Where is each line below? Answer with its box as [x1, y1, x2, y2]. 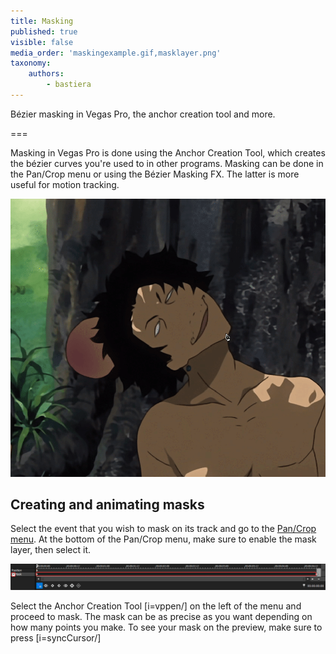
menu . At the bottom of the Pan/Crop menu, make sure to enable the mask [10, 533, 317, 545]
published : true [10, 26, 78, 37]
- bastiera [46, 80, 92, 90]
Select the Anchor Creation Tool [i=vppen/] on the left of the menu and [10, 600, 302, 612]
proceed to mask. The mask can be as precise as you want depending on [10, 610, 313, 622]
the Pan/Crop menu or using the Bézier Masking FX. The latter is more [10, 168, 300, 180]
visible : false [10, 37, 74, 47]
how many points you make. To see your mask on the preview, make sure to [10, 621, 323, 633]
